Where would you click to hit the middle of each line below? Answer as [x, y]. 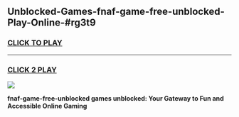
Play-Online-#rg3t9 [52, 23]
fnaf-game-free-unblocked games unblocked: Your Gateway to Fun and [116, 98]
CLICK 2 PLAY [32, 69]
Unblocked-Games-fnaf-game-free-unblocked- [116, 12]
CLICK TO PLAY [35, 43]
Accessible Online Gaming [47, 106]
